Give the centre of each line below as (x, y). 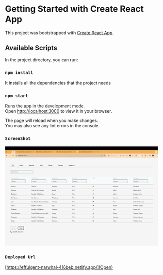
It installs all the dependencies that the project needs (58, 83)
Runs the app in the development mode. (45, 106)
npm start (16, 95)
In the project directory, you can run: (41, 60)
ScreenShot (18, 139)
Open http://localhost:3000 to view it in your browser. (59, 111)
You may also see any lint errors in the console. (52, 126)
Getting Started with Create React (74, 9)
